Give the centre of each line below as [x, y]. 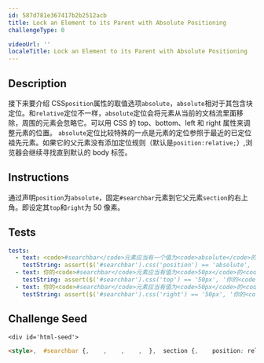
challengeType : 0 [37, 30]
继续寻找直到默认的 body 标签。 [80, 152]
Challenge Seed [48, 319]
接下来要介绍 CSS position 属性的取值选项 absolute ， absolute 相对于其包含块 [130, 103]
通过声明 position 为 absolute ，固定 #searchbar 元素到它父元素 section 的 [121, 197]
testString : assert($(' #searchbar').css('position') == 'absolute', [137, 265]
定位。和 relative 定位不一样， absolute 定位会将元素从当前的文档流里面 [123, 113]
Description [37, 83]
